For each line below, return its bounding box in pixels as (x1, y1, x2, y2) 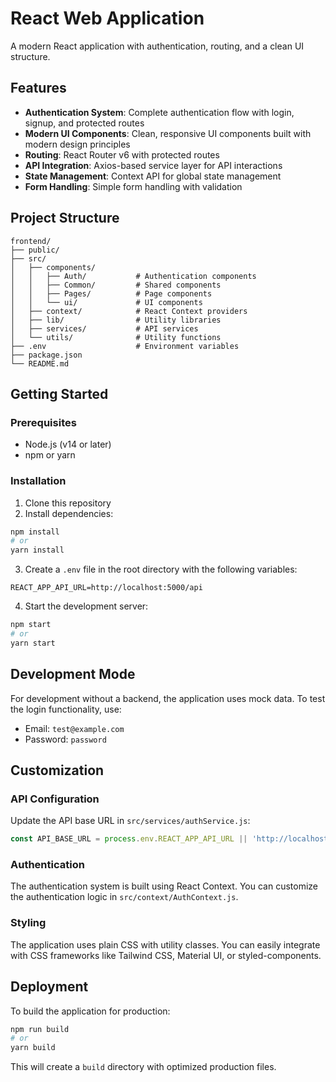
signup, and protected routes (24, 117, 145, 129)
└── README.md (10, 358, 70, 369)
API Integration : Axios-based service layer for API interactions (24, 159, 283, 171)
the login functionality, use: (10, 703, 122, 715)
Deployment (10, 978, 89, 996)
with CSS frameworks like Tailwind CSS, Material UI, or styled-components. (10, 949, 322, 961)
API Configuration (10, 792, 100, 806)
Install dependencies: (24, 507, 114, 519)
